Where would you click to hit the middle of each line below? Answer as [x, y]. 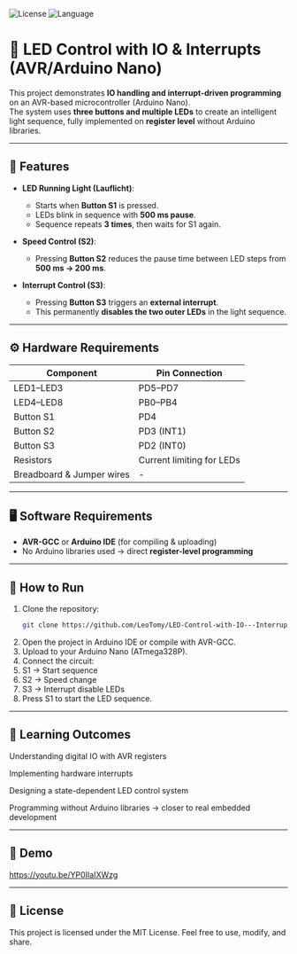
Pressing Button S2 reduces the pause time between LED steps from [160, 258]
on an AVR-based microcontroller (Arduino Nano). [100, 102]
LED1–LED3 [38, 387]
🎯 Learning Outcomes [70, 735]
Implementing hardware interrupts [71, 773]
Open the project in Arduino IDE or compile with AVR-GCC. [129, 642]
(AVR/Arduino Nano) [86, 69]
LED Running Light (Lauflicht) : [78, 188]
